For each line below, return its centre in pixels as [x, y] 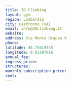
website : [14, 33]
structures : [18, 66]
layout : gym [18, 15]
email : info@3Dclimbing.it [34, 29]
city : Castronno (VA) [28, 24]
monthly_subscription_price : [36, 71]
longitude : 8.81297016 [29, 52]
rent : [11, 76]
